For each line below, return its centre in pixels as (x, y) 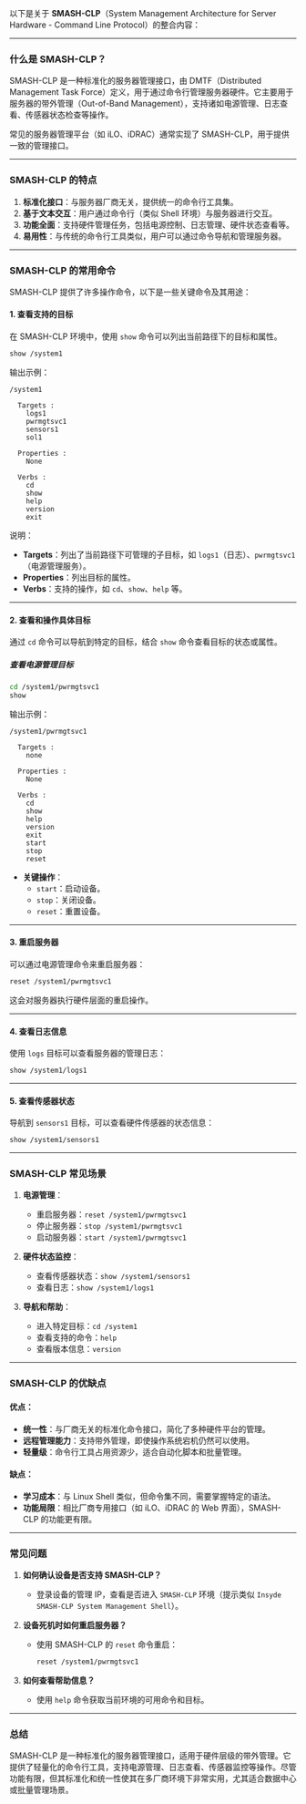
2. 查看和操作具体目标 (50, 620)
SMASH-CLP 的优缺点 (58, 1384)
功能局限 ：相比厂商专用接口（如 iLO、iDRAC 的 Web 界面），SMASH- (152, 1508)
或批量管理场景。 (41, 1790)
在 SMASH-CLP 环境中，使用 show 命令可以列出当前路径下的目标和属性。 (146, 336)
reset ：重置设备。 (71, 911)
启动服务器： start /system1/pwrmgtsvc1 (111, 1237)
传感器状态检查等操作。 (69, 115)
